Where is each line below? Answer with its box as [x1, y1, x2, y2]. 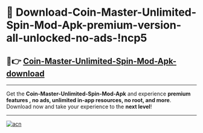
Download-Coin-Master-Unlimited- [16, 5, 197, 19]
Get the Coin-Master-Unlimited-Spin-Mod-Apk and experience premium [6, 90, 191, 97]
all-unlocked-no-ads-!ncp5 [6, 31, 147, 45]
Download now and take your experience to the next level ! [6, 103, 152, 110]
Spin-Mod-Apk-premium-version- [6, 18, 182, 32]
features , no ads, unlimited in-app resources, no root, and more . [6, 97, 172, 103]
